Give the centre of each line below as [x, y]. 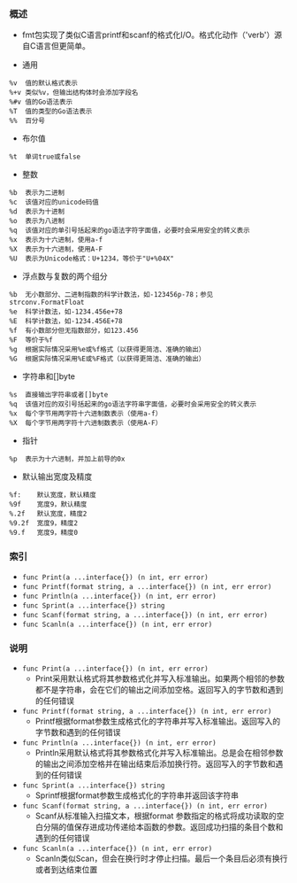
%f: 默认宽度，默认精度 [53, 495]
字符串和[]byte [48, 376]
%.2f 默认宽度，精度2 [48, 514]
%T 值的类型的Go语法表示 [51, 112]
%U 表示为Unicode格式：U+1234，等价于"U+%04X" [91, 259]
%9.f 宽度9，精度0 [43, 533]
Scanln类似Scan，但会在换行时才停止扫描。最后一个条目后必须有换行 [161, 858]
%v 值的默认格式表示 [43, 83]
